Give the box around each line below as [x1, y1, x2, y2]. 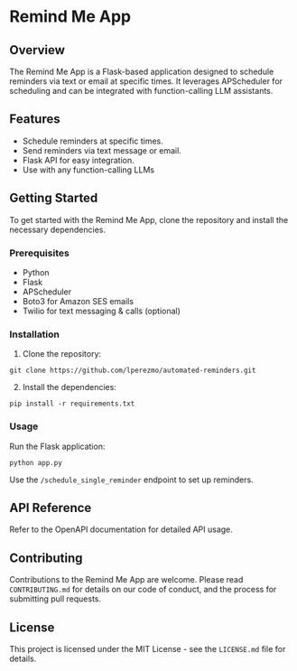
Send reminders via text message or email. [22, 144, 182, 155]
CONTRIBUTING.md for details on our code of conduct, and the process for [9, 584, 277, 595]
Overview [9, 42, 66, 58]
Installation [9, 328, 60, 340]
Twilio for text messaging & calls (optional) [22, 305, 181, 316]
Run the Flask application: [9, 441, 106, 452]
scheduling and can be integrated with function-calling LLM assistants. [9, 86, 274, 96]
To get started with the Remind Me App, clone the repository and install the [9, 214, 289, 225]
